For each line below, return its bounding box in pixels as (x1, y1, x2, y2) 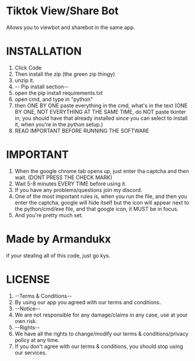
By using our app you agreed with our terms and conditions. (14, 298, 161, 306)
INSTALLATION (6, 44, 82, 58)
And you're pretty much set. (14, 212, 83, 219)
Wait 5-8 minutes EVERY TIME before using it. (14, 180, 127, 187)
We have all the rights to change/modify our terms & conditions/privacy (14, 330, 189, 337)
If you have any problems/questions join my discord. (14, 186, 143, 193)
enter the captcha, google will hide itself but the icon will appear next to (14, 199, 190, 206)
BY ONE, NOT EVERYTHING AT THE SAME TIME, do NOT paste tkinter (14, 108, 186, 115)
